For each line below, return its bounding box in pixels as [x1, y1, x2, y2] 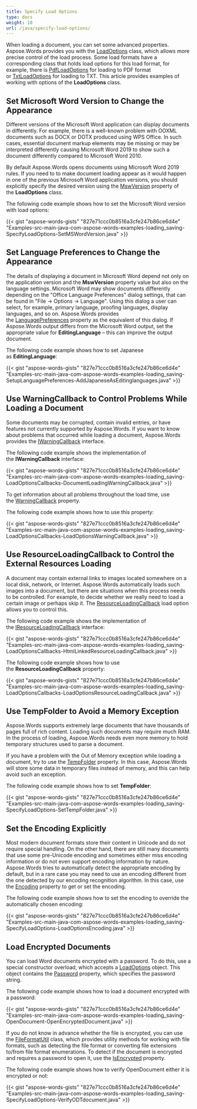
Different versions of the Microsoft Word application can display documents [6, 121, 189, 128]
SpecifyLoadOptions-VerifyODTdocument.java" [6, 1096, 121, 1103]
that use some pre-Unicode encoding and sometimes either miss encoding [6, 852, 188, 859]
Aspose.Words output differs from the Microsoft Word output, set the [6, 322, 173, 329]
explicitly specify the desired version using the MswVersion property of [6, 182, 179, 189]
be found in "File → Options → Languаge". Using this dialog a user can [6, 297, 177, 305]
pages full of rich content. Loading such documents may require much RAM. [6, 728, 191, 735]
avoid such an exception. [6, 771, 67, 778]
